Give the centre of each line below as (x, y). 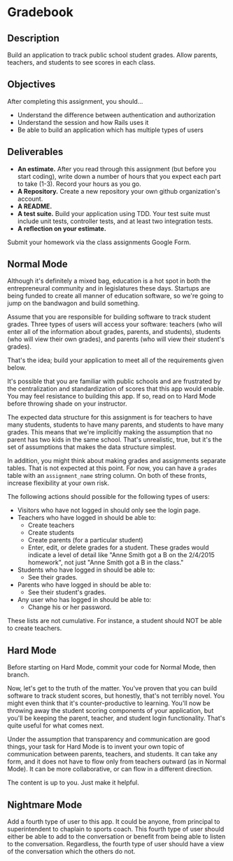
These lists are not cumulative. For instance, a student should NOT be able (115, 621)
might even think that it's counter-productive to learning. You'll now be (109, 703)
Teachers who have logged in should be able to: (86, 518)
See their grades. (53, 578)
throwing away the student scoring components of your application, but (111, 711)
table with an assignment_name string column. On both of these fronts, (107, 476)
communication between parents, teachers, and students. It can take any (113, 754)
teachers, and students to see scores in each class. (82, 62)
